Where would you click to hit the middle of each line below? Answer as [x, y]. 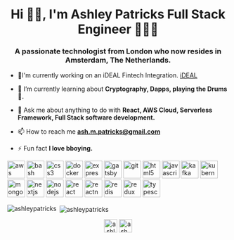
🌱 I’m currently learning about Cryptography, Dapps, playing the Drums [122, 89]
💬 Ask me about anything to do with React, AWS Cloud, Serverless [115, 110]
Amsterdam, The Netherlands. [118, 61]
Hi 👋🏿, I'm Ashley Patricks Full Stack [118, 14]
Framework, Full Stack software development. [86, 118]
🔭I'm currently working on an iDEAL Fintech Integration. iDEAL [108, 75]
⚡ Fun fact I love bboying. [55, 149]
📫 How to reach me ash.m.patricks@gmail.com [89, 132]
